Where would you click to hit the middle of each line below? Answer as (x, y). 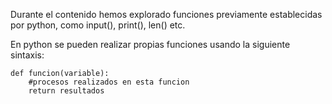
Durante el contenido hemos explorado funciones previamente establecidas (166, 14)
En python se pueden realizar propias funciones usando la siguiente (150, 44)
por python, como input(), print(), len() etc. (98, 25)
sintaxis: (27, 55)
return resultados (66, 91)
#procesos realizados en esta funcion (109, 82)
